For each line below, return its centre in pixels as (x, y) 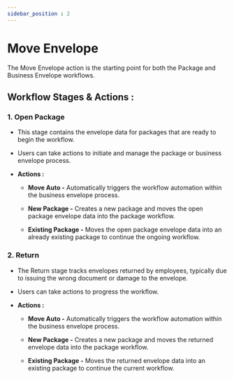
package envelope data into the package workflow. (101, 216)
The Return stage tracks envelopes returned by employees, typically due (122, 271)
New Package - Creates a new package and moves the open (116, 209)
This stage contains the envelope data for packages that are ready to (117, 132)
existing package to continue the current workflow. (101, 368)
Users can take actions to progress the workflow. (88, 292)
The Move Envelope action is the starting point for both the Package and (111, 68)
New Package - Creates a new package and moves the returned (120, 339)
